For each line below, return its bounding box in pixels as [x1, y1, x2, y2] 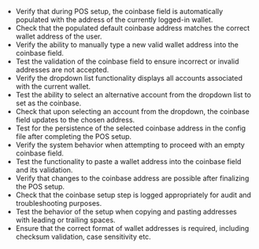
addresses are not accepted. [15, 65, 109, 74]
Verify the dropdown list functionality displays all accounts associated [15, 74, 242, 82]
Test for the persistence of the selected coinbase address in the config [15, 123, 246, 133]
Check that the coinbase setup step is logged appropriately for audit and [15, 190, 252, 200]
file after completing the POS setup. [15, 132, 132, 141]
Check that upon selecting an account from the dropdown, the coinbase [15, 107, 250, 116]
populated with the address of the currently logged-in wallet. [15, 15, 213, 24]
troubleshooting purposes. [15, 199, 102, 207]
